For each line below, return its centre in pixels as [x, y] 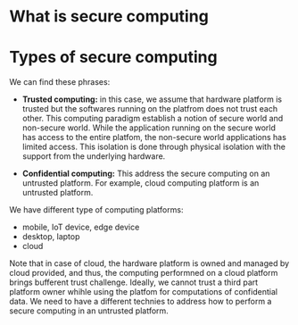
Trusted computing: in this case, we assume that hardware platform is [152, 99]
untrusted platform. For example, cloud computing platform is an [141, 183]
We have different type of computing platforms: [96, 210]
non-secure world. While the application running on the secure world [149, 128]
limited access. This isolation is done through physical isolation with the [153, 147]
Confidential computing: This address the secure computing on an [146, 174]
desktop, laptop [51, 237]
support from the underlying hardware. [94, 156]
